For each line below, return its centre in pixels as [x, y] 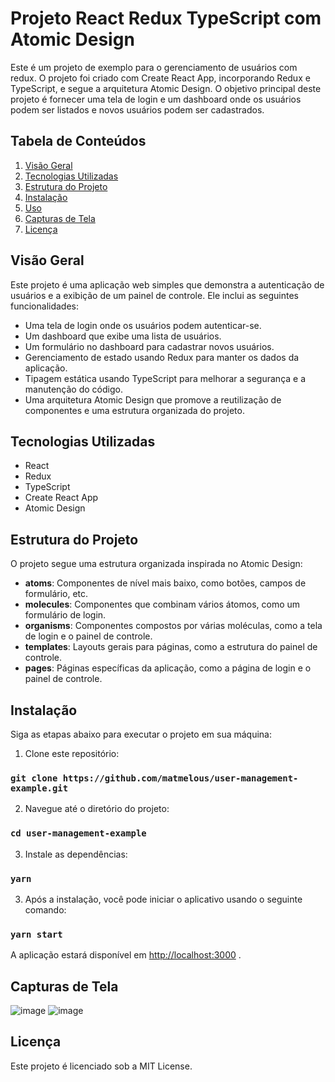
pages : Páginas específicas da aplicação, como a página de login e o [168, 668]
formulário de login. [65, 615]
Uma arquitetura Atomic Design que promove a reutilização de [153, 399]
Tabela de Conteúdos [78, 141]
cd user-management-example [78, 833]
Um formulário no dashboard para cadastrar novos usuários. [149, 346]
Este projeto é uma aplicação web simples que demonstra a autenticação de [167, 284]
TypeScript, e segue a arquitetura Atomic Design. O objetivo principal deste [166, 88]
